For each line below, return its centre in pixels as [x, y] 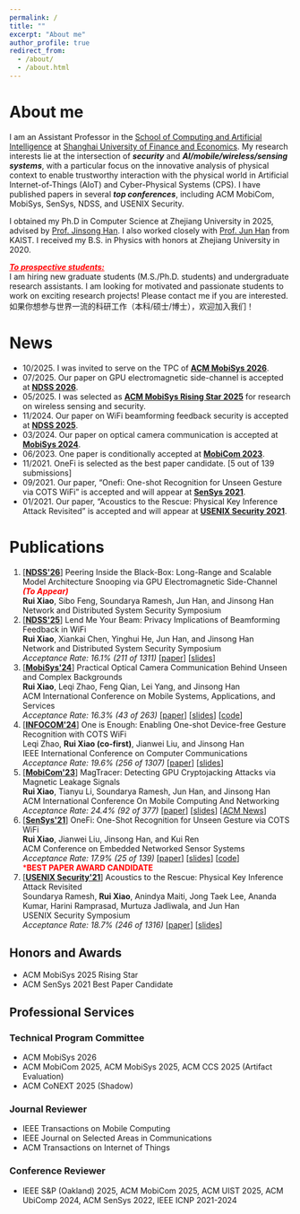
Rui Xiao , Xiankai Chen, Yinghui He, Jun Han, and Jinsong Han [138, 639]
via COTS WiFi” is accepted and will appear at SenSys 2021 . [134, 492]
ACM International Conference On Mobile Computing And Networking [151, 800]
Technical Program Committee [77, 1037]
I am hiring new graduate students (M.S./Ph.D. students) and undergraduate [149, 276]
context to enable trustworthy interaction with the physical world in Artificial [149, 175]
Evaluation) [43, 1077]
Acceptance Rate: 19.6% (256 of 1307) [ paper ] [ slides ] [123, 763]
